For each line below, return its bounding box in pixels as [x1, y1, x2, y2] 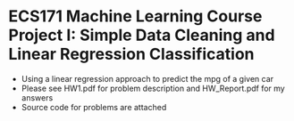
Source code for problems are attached [21, 101, 167, 112]
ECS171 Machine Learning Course [8, 6, 263, 27]
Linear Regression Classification [8, 44, 256, 64]
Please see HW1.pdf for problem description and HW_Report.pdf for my [21, 83, 285, 93]
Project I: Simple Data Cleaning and [8, 25, 275, 45]
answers [21, 92, 54, 103]
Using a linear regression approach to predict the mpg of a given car [21, 73, 274, 84]
